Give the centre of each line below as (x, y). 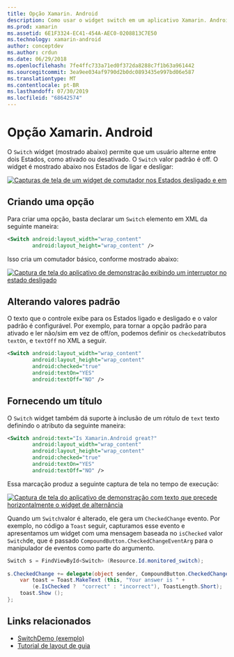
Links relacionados (49, 621)
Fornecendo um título (55, 401)
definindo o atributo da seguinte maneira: (67, 425)
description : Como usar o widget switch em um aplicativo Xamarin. (107, 20)
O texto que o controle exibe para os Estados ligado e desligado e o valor (112, 319)
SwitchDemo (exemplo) (51, 638)
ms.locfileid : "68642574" (45, 98)
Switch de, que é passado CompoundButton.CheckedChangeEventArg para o (110, 541)
